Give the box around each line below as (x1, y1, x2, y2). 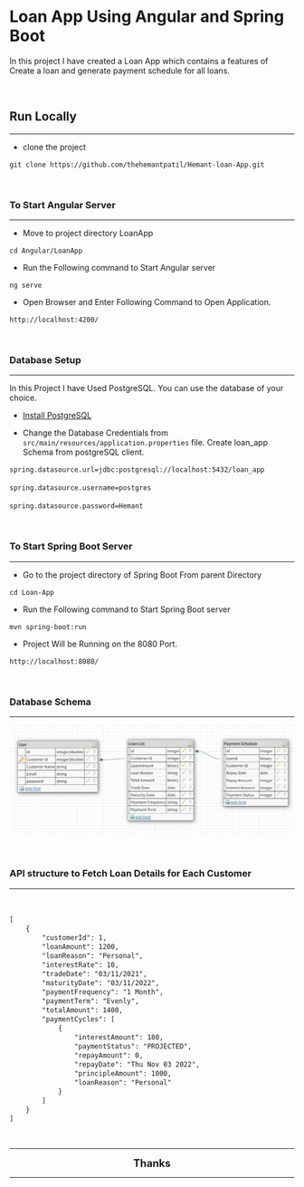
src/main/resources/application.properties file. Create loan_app (22, 437, 269, 448)
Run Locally (9, 109, 77, 124)
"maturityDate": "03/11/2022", (42, 978, 160, 988)
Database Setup (9, 353, 81, 366)
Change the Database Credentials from (22, 427, 169, 438)
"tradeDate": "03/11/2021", (42, 969, 147, 979)
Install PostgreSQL (22, 410, 92, 421)
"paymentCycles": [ (42, 1014, 116, 1024)
